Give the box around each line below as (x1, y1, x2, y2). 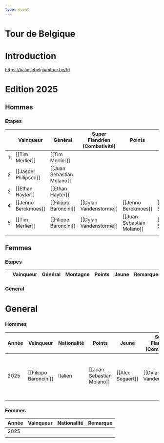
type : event (5, 7, 29, 12)
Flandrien (87, 136, 111, 143)
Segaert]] (116, 375, 139, 382)
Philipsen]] (15, 174, 41, 181)
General (5, 303, 38, 315)
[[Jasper (15, 168, 36, 175)
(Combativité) (82, 143, 116, 149)
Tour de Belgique (5, 28, 76, 39)
